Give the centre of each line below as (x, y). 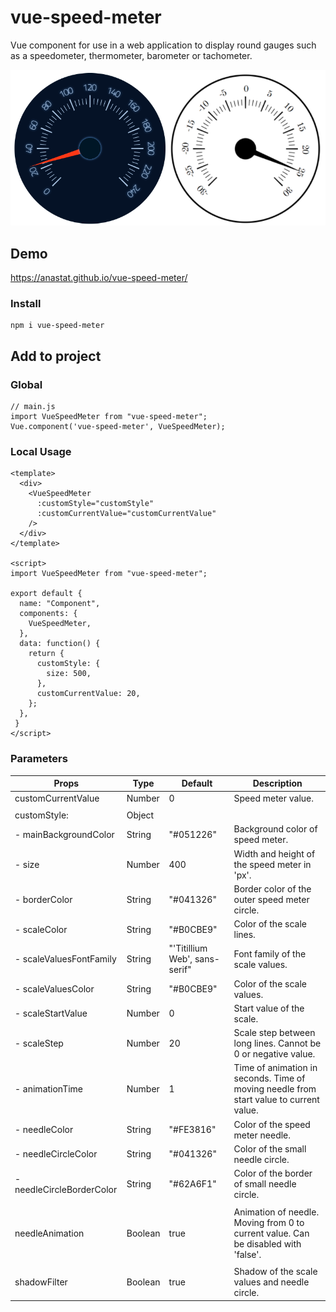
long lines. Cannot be (277, 1043)
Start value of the (269, 1008)
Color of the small (270, 1148)
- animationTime (49, 1089)
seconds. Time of (269, 1078)
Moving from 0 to (269, 1222)
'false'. (247, 1254)
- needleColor (44, 1129)
